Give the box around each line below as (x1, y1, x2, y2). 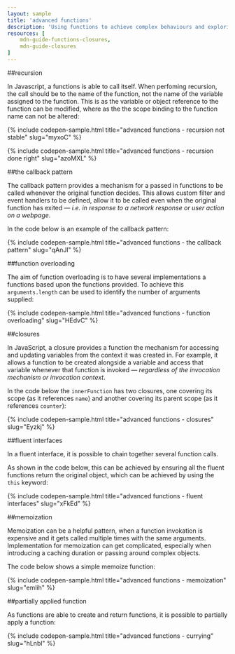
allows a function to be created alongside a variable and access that (7, 358, 204, 367)
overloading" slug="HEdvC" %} (7, 316, 99, 325)
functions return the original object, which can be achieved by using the (7, 470, 215, 479)
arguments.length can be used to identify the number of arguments (7, 287, 201, 296)
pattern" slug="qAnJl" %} (7, 245, 82, 254)
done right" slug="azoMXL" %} (7, 154, 97, 162)
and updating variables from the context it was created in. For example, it (7, 350, 218, 359)
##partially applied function (7, 597, 87, 605)
